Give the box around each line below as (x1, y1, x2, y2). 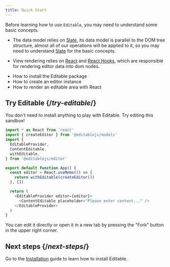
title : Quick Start (5, 7, 47, 13)
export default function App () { (5, 165, 77, 170)
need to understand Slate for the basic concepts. (12, 48, 116, 54)
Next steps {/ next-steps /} (5, 242, 89, 251)
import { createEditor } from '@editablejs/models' (5, 132, 117, 138)
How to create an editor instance (12, 78, 82, 84)
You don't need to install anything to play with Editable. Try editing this (5, 112, 154, 118)
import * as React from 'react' (5, 127, 74, 133)
